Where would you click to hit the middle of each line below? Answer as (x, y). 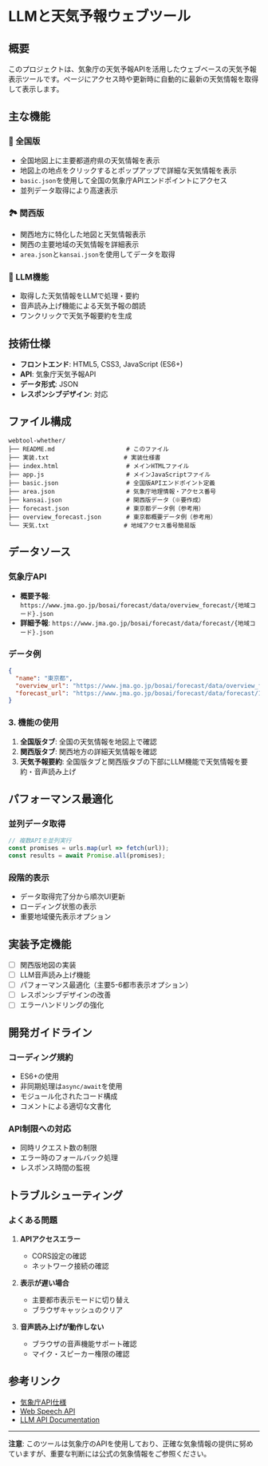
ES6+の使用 (39, 1076)
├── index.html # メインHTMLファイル (99, 466)
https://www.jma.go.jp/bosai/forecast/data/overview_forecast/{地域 (135, 605)
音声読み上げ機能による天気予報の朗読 (83, 306)
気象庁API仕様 (43, 1402)
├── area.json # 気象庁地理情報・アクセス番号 (112, 491)
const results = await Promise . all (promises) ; (87, 856)
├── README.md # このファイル (89, 449)
